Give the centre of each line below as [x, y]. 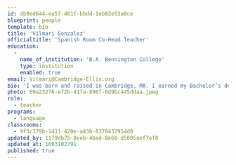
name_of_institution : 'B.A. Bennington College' [92, 60]
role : [15, 99]
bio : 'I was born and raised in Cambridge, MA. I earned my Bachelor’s [114, 86]
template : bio [28, 27]
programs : [22, 112]
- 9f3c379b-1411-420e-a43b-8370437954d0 [73, 131]
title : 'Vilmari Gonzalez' [47, 33]
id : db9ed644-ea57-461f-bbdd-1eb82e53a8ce [70, 14]
